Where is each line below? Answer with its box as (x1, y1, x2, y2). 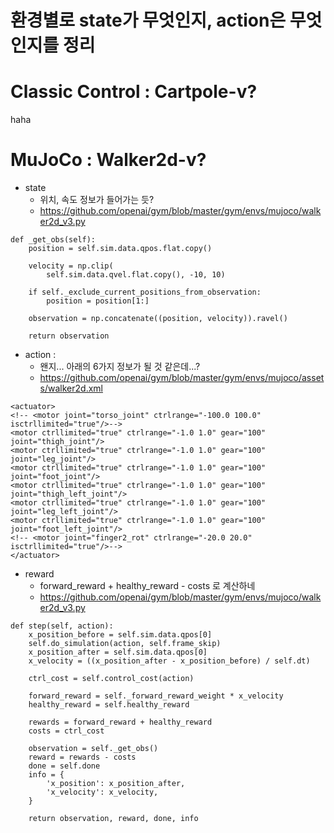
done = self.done (28, 761, 101, 771)
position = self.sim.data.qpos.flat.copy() (28, 244, 213, 254)
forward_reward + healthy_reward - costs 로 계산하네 (39, 580, 256, 592)
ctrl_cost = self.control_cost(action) (28, 674, 195, 684)
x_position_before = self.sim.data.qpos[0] (28, 630, 213, 640)
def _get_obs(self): (10, 235, 97, 245)
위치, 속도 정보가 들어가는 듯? (39, 194, 155, 206)
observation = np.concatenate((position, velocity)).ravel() (28, 314, 288, 324)
